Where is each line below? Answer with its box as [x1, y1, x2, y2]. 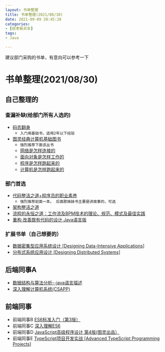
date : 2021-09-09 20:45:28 [5, 17, 62, 22]
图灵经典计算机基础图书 [12, 135, 61, 142]
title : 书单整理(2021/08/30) [5, 12, 63, 17]
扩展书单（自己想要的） [5, 230, 62, 237]
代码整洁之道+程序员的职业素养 [12, 192, 78, 199]
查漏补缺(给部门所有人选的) [5, 112, 71, 119]
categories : [5, 21, 30, 27]
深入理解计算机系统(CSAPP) [12, 286, 70, 292]
